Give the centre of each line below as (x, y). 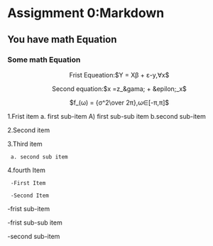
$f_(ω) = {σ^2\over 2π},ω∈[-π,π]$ (119, 102)
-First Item (28, 183)
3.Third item (25, 144)
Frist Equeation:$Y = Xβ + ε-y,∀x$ (119, 75)
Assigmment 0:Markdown (86, 13)
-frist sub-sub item (35, 223)
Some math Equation (44, 60)
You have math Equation (62, 39)
